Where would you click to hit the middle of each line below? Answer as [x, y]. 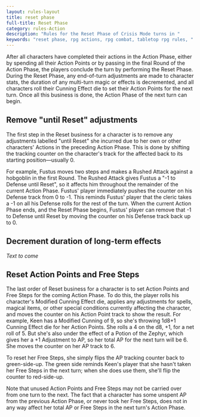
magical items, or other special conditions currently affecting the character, [99, 308]
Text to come [22, 256]
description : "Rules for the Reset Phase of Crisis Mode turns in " [93, 34]
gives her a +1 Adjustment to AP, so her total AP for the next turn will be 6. [97, 340]
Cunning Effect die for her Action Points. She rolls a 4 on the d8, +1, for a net [100, 327]
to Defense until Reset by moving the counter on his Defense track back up [99, 216]
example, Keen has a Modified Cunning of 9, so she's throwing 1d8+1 [91, 321]
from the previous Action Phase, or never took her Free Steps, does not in [97, 401]
